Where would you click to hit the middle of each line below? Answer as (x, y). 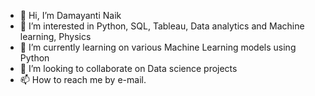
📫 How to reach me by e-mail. (83, 79)
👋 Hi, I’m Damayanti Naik (70, 15)
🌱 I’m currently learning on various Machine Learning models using (158, 47)
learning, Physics (55, 36)
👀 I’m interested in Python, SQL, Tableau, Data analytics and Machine (162, 26)
